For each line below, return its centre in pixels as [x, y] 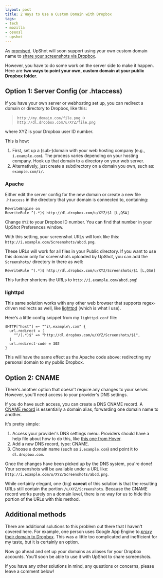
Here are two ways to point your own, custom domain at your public [75, 70]
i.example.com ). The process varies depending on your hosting [75, 156]
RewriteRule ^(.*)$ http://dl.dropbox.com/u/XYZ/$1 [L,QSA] [67, 213]
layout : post [18, 10]
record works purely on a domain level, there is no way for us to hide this [78, 494]
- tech [12, 23]
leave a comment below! [30, 571]
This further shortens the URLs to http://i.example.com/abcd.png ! [71, 280]
